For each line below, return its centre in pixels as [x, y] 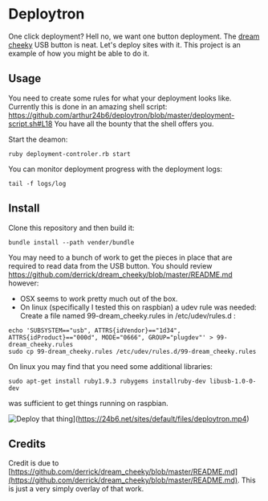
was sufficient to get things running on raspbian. [88, 403]
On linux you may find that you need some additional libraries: [110, 366]
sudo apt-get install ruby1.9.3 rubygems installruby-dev [107, 381]
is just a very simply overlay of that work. [76, 489]
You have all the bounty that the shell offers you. [134, 123]
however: [24, 283]
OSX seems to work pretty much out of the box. [99, 298]
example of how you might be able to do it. [79, 53]
